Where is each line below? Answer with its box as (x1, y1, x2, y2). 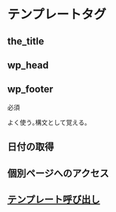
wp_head (7, 59, 50, 71)
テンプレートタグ (7, 6, 107, 23)
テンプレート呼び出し (7, 193, 100, 206)
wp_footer (7, 83, 54, 96)
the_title (7, 35, 45, 47)
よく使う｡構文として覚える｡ (7, 118, 88, 126)
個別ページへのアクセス (7, 167, 110, 179)
